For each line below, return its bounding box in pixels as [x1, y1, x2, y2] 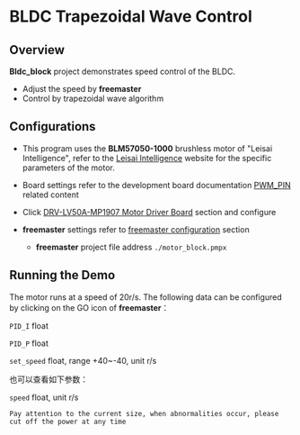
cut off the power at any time [9, 417, 127, 426]
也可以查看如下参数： [9, 374, 88, 385]
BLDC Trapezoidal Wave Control [9, 6, 253, 27]
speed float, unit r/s [9, 392, 79, 403]
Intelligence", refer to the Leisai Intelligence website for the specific [22, 152, 272, 163]
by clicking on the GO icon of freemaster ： [9, 302, 170, 313]
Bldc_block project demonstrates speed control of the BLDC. [9, 66, 236, 77]
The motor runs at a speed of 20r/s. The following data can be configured [9, 291, 283, 303]
